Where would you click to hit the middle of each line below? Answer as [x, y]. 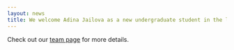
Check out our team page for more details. [68, 39]
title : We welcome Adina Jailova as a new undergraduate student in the [115, 20]
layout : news [26, 13]
